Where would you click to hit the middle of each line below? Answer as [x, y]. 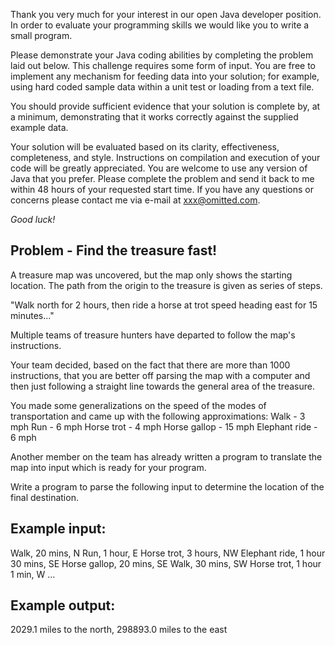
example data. [39, 127]
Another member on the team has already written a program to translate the [166, 456]
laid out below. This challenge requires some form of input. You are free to [163, 65]
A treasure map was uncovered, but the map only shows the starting [151, 275]
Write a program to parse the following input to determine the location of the [167, 486]
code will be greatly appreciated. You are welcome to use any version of [159, 168]
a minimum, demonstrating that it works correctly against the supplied [154, 117]
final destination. [44, 497]
